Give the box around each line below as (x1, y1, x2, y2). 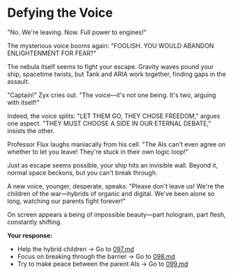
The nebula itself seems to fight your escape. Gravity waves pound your (7, 62, 214, 70)
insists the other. (7, 126, 55, 135)
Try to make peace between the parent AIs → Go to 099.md (17, 260, 188, 268)
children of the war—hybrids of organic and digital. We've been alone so (7, 189, 215, 198)
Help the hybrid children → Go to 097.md (17, 244, 134, 253)
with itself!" (7, 98, 40, 106)
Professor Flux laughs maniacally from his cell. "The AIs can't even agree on (7, 140, 226, 148)
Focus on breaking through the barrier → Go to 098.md (17, 252, 175, 260)
